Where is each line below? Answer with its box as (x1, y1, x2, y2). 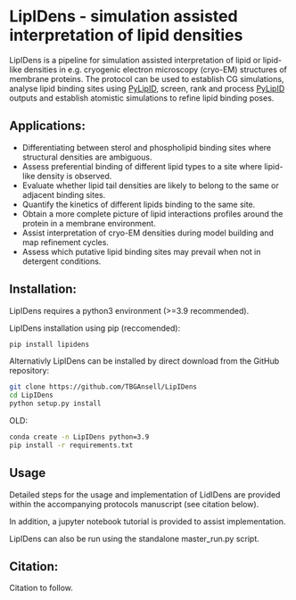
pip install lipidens (9, 340, 90, 349)
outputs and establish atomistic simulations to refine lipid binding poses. (9, 92, 275, 103)
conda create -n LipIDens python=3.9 (9, 432, 150, 442)
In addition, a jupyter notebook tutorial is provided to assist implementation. (9, 515, 286, 527)
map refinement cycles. (21, 236, 110, 247)
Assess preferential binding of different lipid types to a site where (21, 160, 263, 171)
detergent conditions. (21, 256, 102, 267)
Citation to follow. (9, 582, 74, 594)
